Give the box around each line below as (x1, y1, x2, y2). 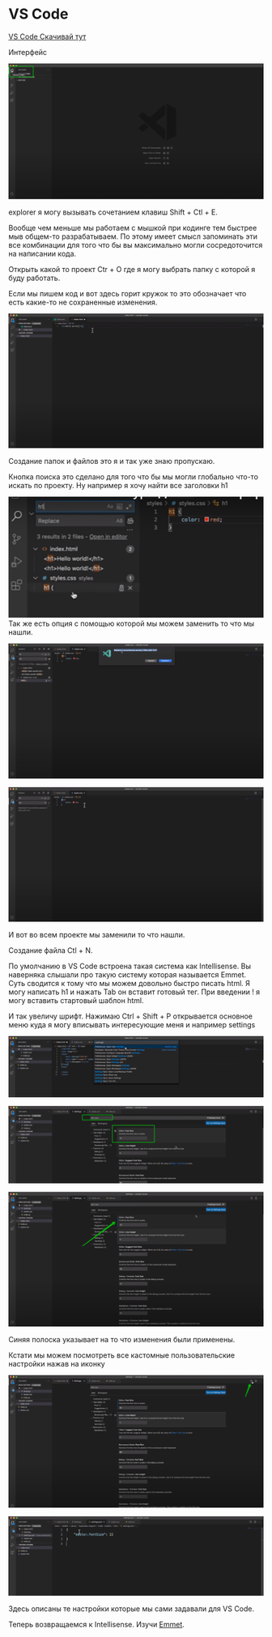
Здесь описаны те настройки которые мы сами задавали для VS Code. (8, 1604, 255, 1614)
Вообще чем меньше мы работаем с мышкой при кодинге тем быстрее (8, 223, 257, 233)
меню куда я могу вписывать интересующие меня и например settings (8, 1019, 256, 1029)
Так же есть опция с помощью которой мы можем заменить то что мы (8, 619, 255, 628)
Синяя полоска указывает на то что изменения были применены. (8, 1335, 236, 1345)
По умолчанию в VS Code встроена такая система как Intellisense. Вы (8, 961, 251, 971)
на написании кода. (8, 249, 77, 259)
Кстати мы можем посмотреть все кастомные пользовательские (8, 1350, 236, 1360)
